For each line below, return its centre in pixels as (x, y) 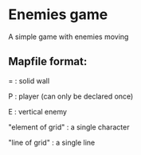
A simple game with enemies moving (69, 37)
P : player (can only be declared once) (71, 96)
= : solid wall (29, 80)
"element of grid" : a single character (69, 127)
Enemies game (58, 15)
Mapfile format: (48, 62)
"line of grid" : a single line (52, 142)
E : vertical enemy (38, 111)
